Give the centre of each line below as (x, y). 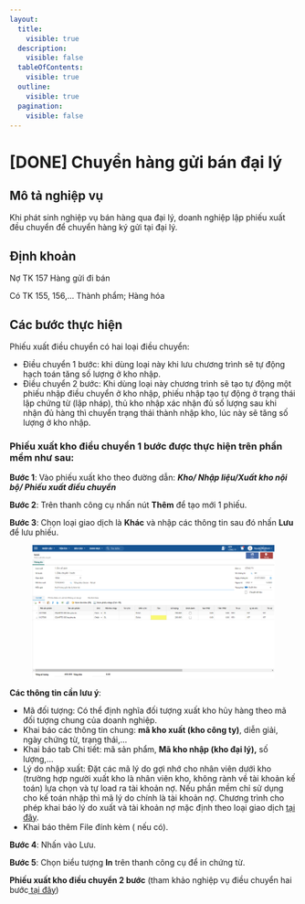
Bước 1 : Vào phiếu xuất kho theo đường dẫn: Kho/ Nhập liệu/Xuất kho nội (148, 478)
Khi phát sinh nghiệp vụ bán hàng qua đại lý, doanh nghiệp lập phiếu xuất (147, 218)
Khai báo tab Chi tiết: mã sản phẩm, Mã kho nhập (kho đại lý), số (145, 749)
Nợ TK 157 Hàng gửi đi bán (60, 278)
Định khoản (43, 256)
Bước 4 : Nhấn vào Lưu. (53, 845)
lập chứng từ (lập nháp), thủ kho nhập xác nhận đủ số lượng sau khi (149, 403)
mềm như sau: (42, 457)
